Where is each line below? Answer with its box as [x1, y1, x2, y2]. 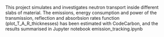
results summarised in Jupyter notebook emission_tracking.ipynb [5, 26, 143, 32]
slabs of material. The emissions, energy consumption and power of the [5, 10, 157, 16]
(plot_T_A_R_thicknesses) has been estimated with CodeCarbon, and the [5, 20, 158, 26]
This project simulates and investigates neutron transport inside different [5, 5, 159, 10]
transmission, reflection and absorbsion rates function [5, 15, 120, 21]
